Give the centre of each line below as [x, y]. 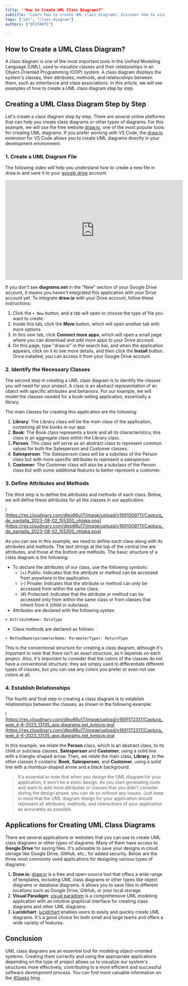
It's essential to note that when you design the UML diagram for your [89, 777]
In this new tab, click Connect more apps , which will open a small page [87, 335]
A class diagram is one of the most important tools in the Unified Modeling [83, 61]
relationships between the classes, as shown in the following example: [79, 704]
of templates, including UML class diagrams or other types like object [85, 879]
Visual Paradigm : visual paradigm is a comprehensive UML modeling [85, 896]
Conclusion [24, 939]
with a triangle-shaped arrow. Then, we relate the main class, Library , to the [85, 756]
